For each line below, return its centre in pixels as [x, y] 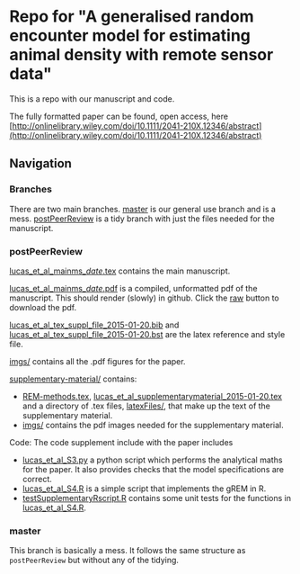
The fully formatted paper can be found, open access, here [119, 116]
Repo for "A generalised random [132, 17]
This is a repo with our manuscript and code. [92, 99]
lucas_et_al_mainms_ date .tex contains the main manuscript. [120, 271]
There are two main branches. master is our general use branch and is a [143, 209]
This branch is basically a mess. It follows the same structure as [128, 551]
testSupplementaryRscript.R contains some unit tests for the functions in [157, 498]
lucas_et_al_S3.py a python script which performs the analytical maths [152, 460]
